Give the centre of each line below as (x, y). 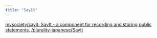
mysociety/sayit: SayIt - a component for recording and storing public (78, 24)
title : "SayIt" (21, 10)
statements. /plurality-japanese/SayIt (44, 30)
